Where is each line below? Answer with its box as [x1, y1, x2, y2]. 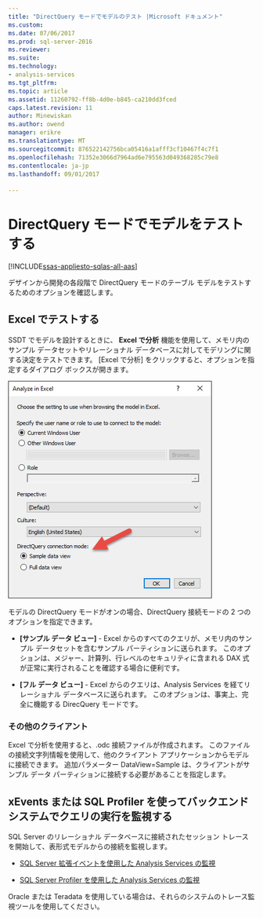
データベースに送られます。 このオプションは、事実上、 [62, 689, 243, 699]
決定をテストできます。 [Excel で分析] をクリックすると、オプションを [21, 354, 248, 364]
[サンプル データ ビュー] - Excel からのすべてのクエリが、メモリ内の [19, 633, 239, 643]
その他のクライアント [8, 721, 88, 732]
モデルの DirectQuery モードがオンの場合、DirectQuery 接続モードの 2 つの [8, 607, 251, 616]
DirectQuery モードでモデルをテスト [8, 216, 244, 233]
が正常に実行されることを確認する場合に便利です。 [19, 663, 184, 672]
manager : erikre [8, 129, 61, 137]
